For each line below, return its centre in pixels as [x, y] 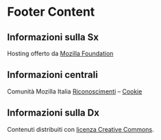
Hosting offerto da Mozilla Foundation [60, 53]
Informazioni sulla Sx [53, 37]
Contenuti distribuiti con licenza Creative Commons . [80, 129]
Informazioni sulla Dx [53, 113]
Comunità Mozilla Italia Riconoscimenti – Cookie [75, 91]
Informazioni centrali [52, 75]
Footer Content [51, 12]
